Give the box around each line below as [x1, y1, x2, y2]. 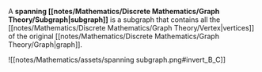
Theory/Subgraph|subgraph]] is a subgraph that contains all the [8, 15, 221, 24]
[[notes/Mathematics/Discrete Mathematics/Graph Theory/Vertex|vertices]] [8, 23, 255, 32]
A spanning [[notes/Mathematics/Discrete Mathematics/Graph [8, 7, 220, 16]
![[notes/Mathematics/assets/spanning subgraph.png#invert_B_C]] [8, 55, 226, 64]
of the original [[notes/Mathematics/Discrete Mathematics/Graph [8, 31, 220, 41]
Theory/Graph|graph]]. [8, 40, 83, 49]
